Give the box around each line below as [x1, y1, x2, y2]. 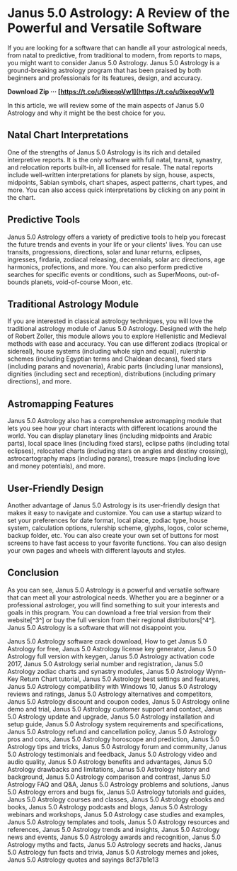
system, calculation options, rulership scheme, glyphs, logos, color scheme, [7, 524, 229, 532]
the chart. [7, 193, 36, 201]
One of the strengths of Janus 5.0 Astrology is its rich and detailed [7, 147, 201, 157]
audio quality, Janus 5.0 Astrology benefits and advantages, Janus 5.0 [7, 757, 212, 766]
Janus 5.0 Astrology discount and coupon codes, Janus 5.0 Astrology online [7, 697, 230, 706]
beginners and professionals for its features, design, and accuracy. [7, 73, 203, 82]
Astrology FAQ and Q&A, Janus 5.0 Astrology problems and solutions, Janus [7, 780, 229, 788]
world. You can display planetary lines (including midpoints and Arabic [7, 432, 212, 440]
